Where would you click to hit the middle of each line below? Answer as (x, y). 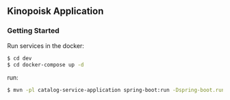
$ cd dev (20, 58)
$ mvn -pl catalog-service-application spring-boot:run (88, 90)
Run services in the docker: (46, 46)
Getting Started (33, 31)
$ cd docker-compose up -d (46, 64)
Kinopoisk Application (55, 11)
